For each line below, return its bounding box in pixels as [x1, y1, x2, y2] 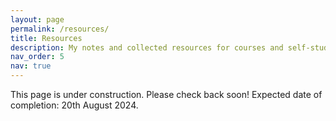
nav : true [10, 61, 52, 71]
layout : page [10, 14, 65, 25]
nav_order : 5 [10, 52, 65, 62]
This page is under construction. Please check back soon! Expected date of [10, 89, 323, 100]
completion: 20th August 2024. [10, 99, 139, 111]
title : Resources [10, 33, 83, 43]
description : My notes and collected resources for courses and [10, 42, 284, 53]
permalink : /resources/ [10, 24, 110, 34]
